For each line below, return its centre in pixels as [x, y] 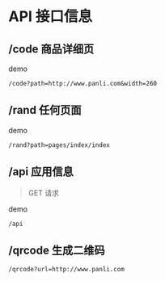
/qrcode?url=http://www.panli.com [67, 270]
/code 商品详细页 [51, 49]
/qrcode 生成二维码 [57, 251]
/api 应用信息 [41, 172]
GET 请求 [43, 193]
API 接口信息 [51, 17]
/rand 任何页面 [45, 110]
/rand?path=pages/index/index [59, 145]
